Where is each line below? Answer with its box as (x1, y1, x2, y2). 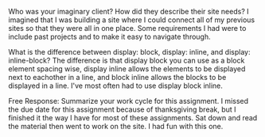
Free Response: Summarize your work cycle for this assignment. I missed (8, 97, 249, 105)
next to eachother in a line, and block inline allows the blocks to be (8, 73, 227, 82)
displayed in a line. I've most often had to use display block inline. (8, 81, 223, 90)
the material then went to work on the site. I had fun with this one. (8, 122, 224, 131)
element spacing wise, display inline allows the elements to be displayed (8, 64, 246, 74)
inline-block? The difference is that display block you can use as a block (8, 55, 245, 65)
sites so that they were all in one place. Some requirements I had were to (8, 24, 247, 32)
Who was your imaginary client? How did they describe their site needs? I (8, 7, 249, 16)
